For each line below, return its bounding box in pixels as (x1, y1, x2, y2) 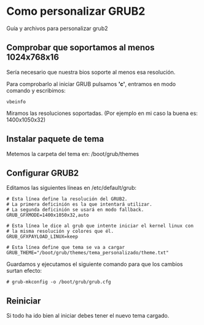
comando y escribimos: (6, 87, 66, 94)
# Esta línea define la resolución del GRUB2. (6, 196, 128, 202)
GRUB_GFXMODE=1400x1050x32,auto (6, 212, 89, 219)
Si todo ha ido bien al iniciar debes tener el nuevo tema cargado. (6, 312, 170, 319)
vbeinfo (6, 98, 26, 105)
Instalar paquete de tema (6, 134, 104, 144)
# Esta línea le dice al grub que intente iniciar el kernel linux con (6, 223, 194, 229)
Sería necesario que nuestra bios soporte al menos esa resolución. (6, 68, 176, 76)
